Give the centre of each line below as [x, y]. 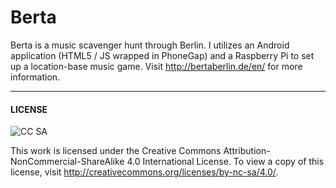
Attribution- [247, 151]
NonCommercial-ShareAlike [67, 162]
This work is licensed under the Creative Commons [116, 151]
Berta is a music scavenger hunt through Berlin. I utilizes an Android [150, 45]
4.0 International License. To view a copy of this [225, 162]
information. [35, 77]
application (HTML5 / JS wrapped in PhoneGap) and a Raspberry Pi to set [162, 55]
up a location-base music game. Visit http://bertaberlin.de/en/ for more [156, 66]
